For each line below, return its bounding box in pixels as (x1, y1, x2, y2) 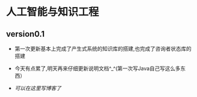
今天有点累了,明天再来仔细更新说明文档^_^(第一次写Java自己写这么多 (14, 65, 181, 72)
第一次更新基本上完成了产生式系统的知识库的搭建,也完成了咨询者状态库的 (14, 45, 192, 52)
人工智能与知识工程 (6, 5, 99, 19)
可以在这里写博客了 (14, 85, 62, 91)
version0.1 (6, 29, 45, 39)
